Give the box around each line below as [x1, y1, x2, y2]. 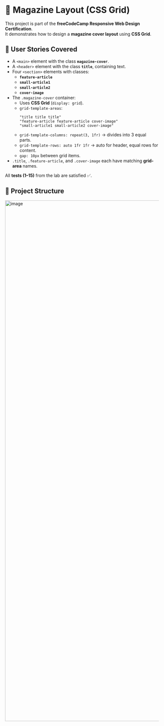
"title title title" [19, 115, 61, 120]
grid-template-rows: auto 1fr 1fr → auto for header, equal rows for [19, 142, 159, 148]
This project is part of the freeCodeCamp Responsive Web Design [5, 21, 140, 26]
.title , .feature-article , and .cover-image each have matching [12, 158, 143, 164]
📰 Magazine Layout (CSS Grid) [5, 4, 130, 16]
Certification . [5, 25, 33, 31]
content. [19, 147, 37, 153]
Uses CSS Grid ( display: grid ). [19, 100, 84, 106]
